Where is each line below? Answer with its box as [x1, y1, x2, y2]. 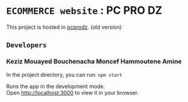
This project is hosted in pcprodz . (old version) [6, 23, 122, 31]
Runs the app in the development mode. [6, 82, 105, 90]
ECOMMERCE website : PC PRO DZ [6, 4, 163, 17]
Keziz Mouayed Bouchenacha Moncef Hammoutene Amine [6, 58, 182, 66]
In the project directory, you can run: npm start [6, 71, 123, 78]
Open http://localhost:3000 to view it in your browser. [6, 89, 139, 96]
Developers [6, 41, 47, 50]
